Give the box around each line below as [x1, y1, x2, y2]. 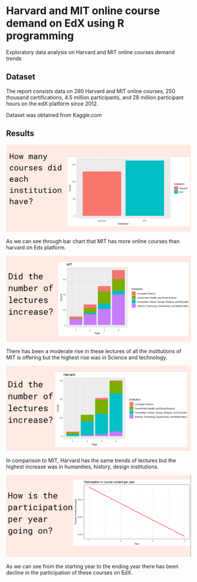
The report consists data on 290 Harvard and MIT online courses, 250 [6, 87, 176, 95]
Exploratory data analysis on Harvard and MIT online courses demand [6, 48, 175, 55]
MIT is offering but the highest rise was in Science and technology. [6, 354, 168, 361]
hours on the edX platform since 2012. [6, 100, 98, 107]
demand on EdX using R [6, 16, 124, 30]
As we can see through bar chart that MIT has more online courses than [6, 238, 180, 245]
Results [6, 128, 35, 139]
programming [6, 29, 74, 42]
